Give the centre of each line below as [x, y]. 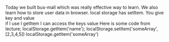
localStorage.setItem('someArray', [122, 29]
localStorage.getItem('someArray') [62, 34]
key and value [20, 18]
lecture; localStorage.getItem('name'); [45, 29]
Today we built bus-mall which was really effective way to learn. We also [82, 7]
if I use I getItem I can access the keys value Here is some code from [78, 23]
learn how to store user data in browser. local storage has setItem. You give [85, 13]
